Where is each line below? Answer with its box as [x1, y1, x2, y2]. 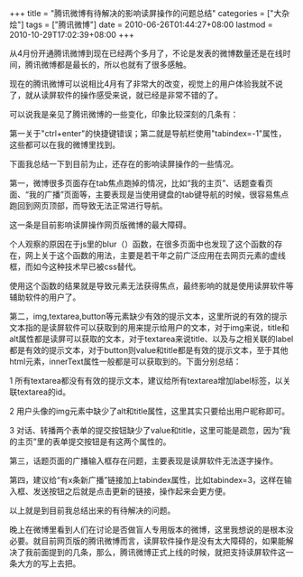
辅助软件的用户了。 [9, 292, 81, 302]
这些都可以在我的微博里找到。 [9, 139, 120, 150]
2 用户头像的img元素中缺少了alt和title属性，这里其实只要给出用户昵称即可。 [9, 405, 290, 416]
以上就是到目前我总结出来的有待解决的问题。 [9, 505, 176, 516]
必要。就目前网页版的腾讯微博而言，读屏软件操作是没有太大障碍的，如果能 [9, 535, 286, 546]
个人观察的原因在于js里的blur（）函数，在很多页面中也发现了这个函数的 [9, 238, 275, 249]
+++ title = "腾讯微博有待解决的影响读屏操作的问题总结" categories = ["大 [9, 8, 282, 18]
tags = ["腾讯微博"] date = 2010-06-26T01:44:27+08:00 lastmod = [25, 19, 273, 30]
